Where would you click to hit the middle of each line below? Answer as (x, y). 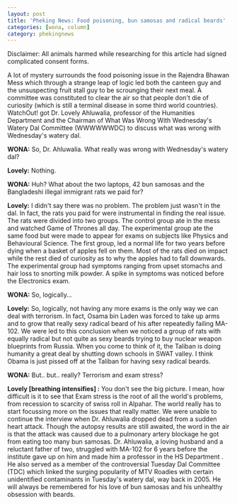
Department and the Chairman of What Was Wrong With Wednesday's (110, 121)
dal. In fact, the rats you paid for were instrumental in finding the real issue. (117, 213)
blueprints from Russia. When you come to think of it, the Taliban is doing (114, 346)
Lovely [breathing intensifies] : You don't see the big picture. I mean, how (116, 389)
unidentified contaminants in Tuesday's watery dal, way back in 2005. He (114, 479)
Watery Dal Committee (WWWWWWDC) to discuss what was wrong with (114, 128)
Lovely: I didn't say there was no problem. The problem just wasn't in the (114, 206)
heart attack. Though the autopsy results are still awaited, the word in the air (118, 427)
